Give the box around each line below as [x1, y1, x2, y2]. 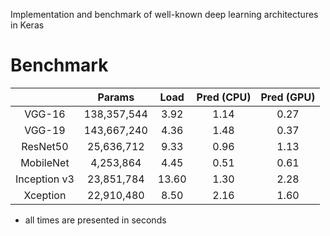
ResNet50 [21, 139, 69, 153]
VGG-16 [24, 107, 66, 121]
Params [97, 90, 135, 104]
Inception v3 [15, 172, 75, 186]
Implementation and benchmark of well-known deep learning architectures [10, 9, 319, 20]
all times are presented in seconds [24, 214, 167, 226]
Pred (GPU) [260, 90, 316, 104]
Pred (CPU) [196, 90, 252, 104]
